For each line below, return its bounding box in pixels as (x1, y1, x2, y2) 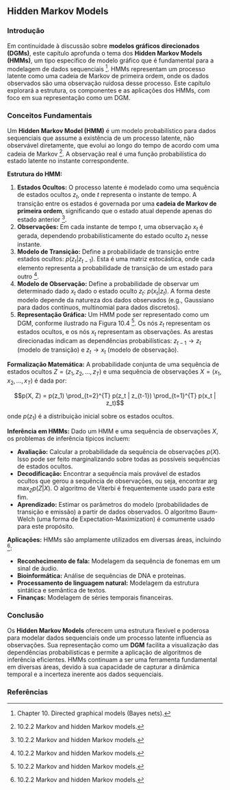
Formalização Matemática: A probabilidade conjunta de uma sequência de (7, 360, 220, 369)
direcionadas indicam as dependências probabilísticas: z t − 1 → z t (16, 336, 202, 346)
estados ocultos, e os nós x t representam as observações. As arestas (16, 328, 214, 337)
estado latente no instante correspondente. (7, 157, 129, 165)
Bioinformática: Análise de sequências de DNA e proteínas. (16, 572, 186, 580)
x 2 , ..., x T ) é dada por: (7, 376, 67, 387)
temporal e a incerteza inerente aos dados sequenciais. (7, 670, 164, 678)
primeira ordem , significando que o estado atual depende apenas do (16, 207, 212, 215)
